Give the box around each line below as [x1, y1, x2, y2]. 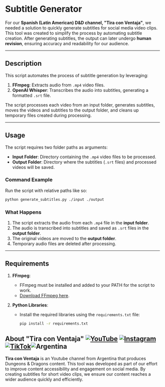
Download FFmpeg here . [19, 292, 70, 298]
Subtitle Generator [5, 3, 82, 15]
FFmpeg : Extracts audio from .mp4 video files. [12, 82, 105, 88]
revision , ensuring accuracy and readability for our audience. [5, 40, 129, 46]
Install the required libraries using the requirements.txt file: [19, 311, 140, 317]
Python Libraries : [12, 302, 48, 308]
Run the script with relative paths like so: [5, 188, 87, 193]
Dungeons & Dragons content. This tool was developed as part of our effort [5, 360, 158, 366]
